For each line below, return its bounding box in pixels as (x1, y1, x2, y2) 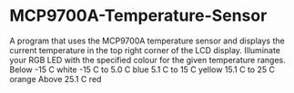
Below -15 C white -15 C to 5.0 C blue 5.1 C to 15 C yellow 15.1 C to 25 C (9, 64, 276, 75)
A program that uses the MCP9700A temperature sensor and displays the (9, 35, 285, 46)
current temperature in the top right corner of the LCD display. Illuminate (9, 44, 280, 55)
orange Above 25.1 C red (9, 73, 102, 84)
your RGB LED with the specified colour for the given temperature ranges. (9, 54, 287, 65)
